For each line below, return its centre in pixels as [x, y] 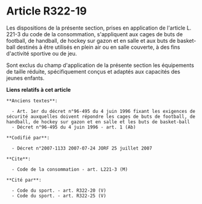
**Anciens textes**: [32, 101]
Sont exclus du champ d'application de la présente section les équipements [100, 65]
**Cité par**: [24, 180]
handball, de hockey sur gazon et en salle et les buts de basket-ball [98, 122]
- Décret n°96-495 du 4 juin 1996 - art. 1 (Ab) [74, 127]
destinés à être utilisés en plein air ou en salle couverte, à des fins [98, 47]
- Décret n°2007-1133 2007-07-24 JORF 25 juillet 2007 [82, 148]
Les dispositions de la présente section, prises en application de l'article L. [99, 28]
